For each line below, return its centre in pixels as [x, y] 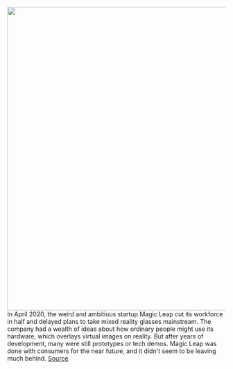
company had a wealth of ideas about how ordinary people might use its [110, 329]
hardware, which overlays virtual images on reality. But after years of [105, 336]
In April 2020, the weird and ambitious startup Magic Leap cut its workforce [115, 314]
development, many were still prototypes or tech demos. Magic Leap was [112, 344]
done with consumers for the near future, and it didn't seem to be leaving [112, 351]
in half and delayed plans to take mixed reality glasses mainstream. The [109, 321]
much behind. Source [38, 358]
